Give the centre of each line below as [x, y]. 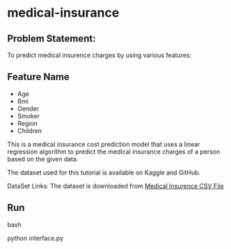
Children [30, 131]
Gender [28, 109]
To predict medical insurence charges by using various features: [99, 55]
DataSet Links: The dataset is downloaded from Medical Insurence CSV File [115, 186]
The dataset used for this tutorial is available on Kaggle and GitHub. [104, 172]
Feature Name [38, 77]
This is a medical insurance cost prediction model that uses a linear [104, 144]
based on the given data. [43, 159]
